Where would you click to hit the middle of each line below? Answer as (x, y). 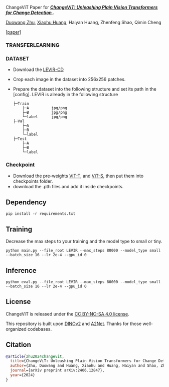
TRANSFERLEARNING (33, 45)
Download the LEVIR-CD (38, 69)
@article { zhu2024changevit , (35, 356)
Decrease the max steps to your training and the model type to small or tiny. (84, 242)
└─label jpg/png (45, 117)
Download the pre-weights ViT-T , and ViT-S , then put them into (78, 176)
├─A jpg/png (45, 108)
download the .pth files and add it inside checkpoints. (68, 186)
